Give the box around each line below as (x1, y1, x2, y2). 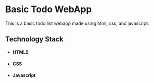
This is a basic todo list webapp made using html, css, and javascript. (5, 20, 149, 26)
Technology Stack (5, 35, 64, 44)
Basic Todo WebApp (5, 4, 92, 15)
